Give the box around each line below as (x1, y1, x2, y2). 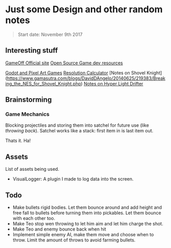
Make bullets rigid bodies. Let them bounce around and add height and (12, 205, 162, 211)
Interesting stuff (5, 46, 58, 55)
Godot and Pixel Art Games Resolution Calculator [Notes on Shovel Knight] (5, 70, 162, 76)
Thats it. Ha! (5, 138, 31, 144)
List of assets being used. (5, 166, 60, 172)
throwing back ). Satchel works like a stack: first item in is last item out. (5, 128, 154, 134)
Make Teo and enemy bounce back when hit (12, 226, 106, 232)
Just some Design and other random (5, 4, 163, 15)
